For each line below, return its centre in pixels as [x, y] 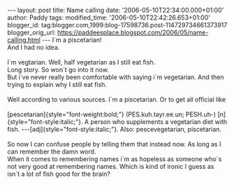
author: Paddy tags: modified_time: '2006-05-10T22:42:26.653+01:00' [109, 18]
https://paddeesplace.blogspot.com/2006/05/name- [133, 32]
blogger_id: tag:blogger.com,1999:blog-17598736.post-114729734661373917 [117, 25]
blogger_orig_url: [31, 32]
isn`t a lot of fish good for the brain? [59, 174]
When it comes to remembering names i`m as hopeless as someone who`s [115, 159]
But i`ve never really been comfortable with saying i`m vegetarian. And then [116, 77]
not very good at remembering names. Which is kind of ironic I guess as [111, 166]
